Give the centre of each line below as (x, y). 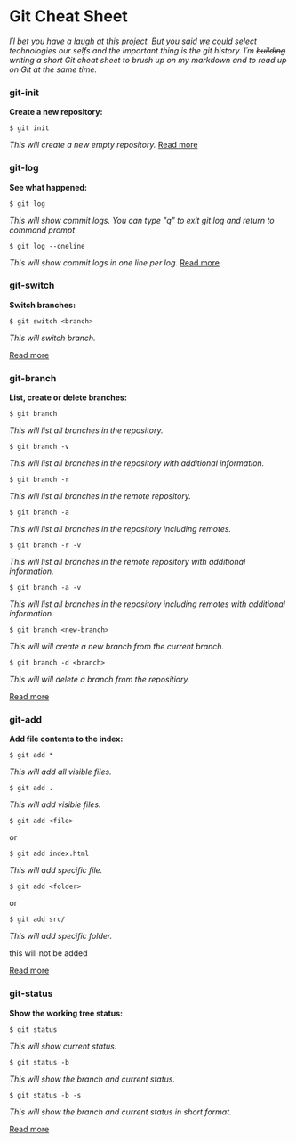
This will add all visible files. (61, 772)
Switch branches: (43, 305)
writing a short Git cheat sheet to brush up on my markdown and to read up (148, 60)
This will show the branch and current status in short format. (121, 1112)
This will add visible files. (55, 804)
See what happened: (48, 187)
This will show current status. (63, 1046)
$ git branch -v (39, 447)
